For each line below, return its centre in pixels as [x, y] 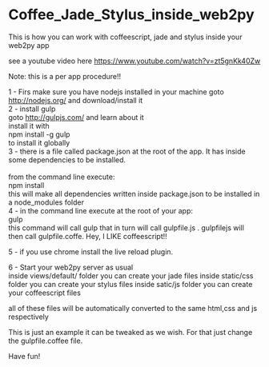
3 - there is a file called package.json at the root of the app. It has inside [127, 151]
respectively [29, 317]
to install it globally [39, 142]
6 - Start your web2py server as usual [71, 267]
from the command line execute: [62, 177]
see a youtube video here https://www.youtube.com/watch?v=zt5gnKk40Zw [134, 61]
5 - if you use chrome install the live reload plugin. [91, 251]
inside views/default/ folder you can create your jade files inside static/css [131, 275]
